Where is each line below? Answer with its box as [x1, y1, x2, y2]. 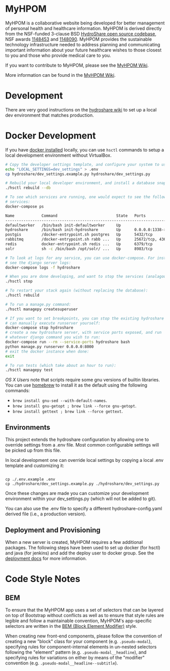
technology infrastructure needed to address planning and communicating [5, 41, 160, 47]
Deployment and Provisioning [5, 526, 101, 534]
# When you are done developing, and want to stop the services [5, 274, 144, 279]
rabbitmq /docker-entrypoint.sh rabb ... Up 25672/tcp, [5, 237, 157, 242]
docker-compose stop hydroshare [5, 325, 73, 331]
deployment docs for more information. [5, 555, 87, 561]
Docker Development [5, 130, 96, 141]
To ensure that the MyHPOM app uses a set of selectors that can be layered [5, 606, 163, 613]
